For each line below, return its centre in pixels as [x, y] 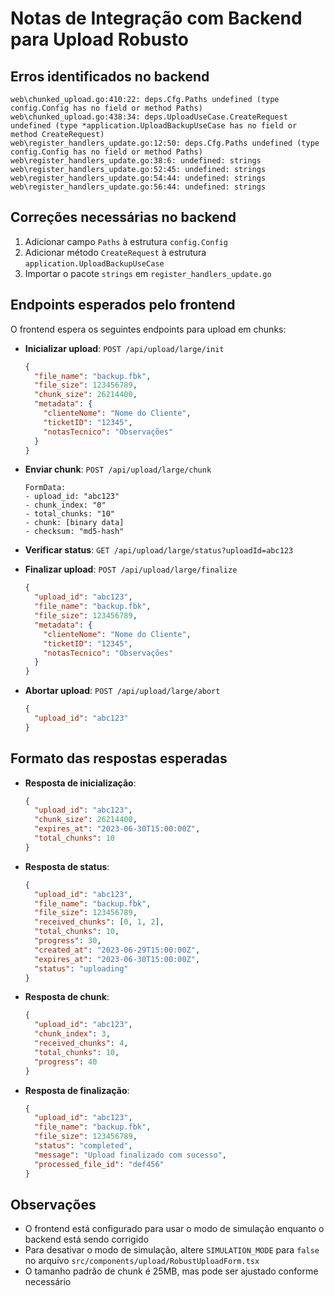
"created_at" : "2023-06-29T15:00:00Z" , [117, 950]
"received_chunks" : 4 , [81, 1043]
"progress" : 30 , [68, 941]
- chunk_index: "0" [65, 505]
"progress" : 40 [66, 1062]
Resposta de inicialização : [80, 783]
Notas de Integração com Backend [156, 18]
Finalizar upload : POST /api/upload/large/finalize [131, 569]
